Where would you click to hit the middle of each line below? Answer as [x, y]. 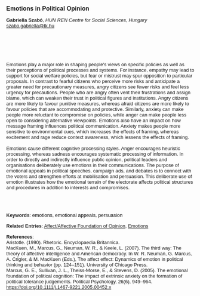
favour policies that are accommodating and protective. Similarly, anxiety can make [95, 109]
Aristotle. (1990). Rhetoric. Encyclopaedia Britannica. [63, 242]
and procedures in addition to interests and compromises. [68, 187]
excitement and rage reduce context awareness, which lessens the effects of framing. [98, 137]
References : [20, 237]
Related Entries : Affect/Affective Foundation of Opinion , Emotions [77, 226]
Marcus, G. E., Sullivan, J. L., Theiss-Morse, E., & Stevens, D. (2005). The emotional [97, 270]
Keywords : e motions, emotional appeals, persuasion [64, 215]
